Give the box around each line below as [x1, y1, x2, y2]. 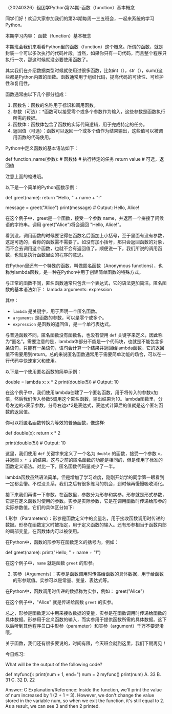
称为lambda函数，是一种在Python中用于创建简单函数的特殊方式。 [5, 269, 144, 275]
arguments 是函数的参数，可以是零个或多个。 [12, 315, 107, 321]
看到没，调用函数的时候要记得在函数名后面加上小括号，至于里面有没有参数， [5, 233, 167, 238]
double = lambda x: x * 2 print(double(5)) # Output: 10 [5, 379, 119, 385]
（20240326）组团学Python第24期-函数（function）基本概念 [5, 5, 135, 10]
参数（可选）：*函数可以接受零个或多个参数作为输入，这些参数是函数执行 [12, 108, 165, 115]
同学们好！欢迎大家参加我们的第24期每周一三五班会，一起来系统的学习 [5, 15, 155, 22]
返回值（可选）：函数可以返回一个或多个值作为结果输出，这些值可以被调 [12, 128, 163, 134]
